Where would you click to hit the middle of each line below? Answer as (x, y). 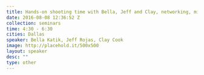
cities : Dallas (25, 34)
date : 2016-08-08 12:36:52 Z (43, 18)
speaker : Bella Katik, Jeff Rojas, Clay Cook (65, 40)
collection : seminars (34, 23)
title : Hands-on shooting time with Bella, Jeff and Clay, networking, (99, 12)
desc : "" (17, 57)
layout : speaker (27, 51)
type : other (21, 62)
